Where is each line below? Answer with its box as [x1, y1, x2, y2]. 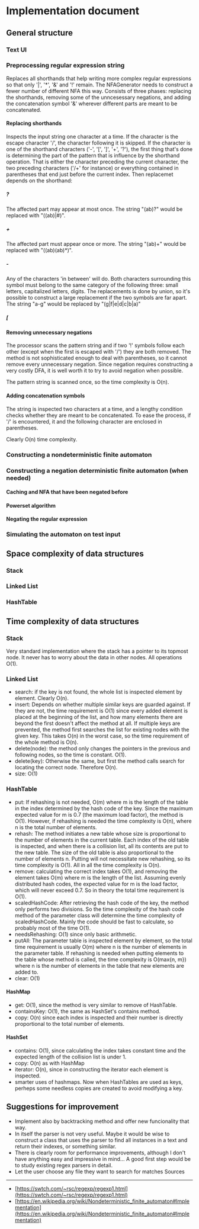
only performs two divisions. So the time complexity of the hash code [14, 905, 185, 913]
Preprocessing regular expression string [6, 61, 125, 69]
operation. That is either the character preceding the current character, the [6, 158, 188, 165]
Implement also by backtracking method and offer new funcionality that [14, 1118, 190, 1125]
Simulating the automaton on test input [6, 530, 121, 538]
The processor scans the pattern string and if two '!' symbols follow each [6, 342, 185, 349]
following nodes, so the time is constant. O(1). [14, 751, 127, 759]
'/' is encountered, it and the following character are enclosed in [6, 418, 163, 425]
